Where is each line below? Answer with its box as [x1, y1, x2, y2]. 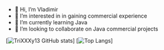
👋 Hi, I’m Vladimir [14, 6, 58, 13]
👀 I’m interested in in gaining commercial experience [14, 12, 148, 20]
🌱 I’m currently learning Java [14, 19, 88, 26]
